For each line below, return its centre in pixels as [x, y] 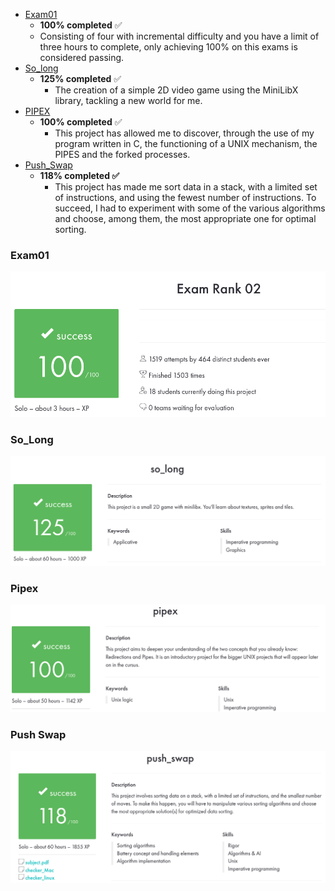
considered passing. [82, 57]
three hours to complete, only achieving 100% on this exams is [168, 47]
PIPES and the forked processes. [122, 154]
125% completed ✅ [80, 78]
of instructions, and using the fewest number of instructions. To [185, 197]
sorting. [70, 229]
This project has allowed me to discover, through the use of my [184, 133]
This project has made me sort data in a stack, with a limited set [186, 187]
